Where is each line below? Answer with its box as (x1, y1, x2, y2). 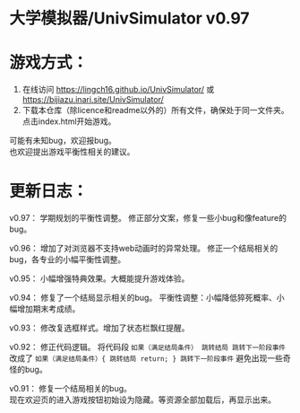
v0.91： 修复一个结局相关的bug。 (9, 383, 133, 394)
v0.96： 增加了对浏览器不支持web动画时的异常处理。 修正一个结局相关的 (9, 243, 279, 254)
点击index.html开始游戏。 (21, 116, 116, 127)
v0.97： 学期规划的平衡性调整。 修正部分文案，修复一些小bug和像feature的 (9, 213, 287, 224)
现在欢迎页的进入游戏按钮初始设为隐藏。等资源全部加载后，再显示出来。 (9, 394, 276, 405)
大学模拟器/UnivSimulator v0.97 (9, 8, 250, 29)
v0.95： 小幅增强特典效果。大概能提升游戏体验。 (9, 273, 190, 284)
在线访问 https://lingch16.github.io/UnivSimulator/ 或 (21, 84, 215, 95)
